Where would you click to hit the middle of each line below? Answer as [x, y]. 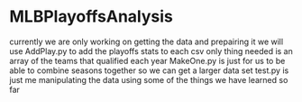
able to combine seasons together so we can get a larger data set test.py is [149, 70]
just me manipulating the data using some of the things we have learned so [149, 79]
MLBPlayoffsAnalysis [92, 17]
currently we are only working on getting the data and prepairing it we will [146, 42]
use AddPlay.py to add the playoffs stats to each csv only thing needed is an [151, 51]
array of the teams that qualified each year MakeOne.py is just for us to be [147, 60]
